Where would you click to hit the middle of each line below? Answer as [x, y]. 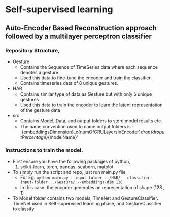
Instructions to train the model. [44, 150]
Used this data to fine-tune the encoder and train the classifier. [86, 78]
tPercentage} [34, 137]
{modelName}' [63, 137]
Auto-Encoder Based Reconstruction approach [81, 28]
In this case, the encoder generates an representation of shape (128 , [92, 188]
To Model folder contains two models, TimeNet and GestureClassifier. [85, 198]
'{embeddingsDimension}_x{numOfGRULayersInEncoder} [80, 132]
